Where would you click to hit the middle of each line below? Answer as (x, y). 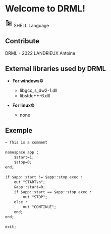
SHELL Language (31, 25)
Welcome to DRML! (45, 9)
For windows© (28, 80)
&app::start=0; (30, 187)
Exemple (19, 130)
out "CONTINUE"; (40, 207)
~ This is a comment (27, 143)
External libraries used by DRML (55, 69)
